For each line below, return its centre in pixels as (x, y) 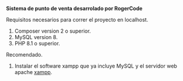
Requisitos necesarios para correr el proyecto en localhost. (77, 20)
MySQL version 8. (36, 37)
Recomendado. (24, 54)
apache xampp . (33, 72)
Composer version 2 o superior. (53, 31)
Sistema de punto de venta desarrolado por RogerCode (74, 8)
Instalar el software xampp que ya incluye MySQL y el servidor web (96, 66)
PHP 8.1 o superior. (37, 43)
